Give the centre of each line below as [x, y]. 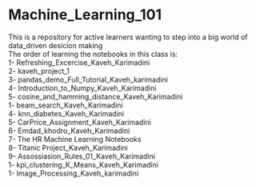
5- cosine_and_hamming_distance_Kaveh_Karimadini [96, 96]
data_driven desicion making [56, 45]
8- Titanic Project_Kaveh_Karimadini [68, 148]
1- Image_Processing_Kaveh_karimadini [74, 173]
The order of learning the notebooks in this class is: [93, 54]
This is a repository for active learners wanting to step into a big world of [128, 37]
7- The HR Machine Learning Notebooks [75, 139]
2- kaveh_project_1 [39, 71]
